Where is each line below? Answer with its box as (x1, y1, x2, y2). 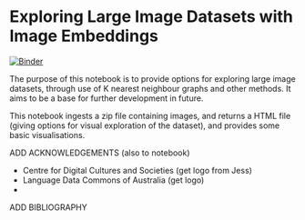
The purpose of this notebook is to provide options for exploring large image (9, 73, 296, 84)
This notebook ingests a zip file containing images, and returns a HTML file (9, 110, 291, 121)
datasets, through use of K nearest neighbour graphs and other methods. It (9, 83, 291, 94)
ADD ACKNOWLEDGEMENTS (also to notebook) (9, 147, 190, 158)
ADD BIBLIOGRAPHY (9, 202, 88, 213)
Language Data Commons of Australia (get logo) (22, 175, 205, 185)
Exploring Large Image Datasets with (9, 6, 293, 27)
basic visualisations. (9, 129, 86, 140)
